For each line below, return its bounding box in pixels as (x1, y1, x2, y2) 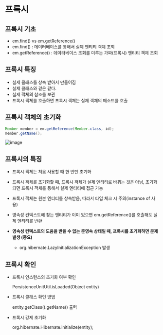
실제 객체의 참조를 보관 (12, 91, 55, 97)
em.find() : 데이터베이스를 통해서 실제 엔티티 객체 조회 (12, 44, 115, 50)
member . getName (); (5, 131, 42, 136)
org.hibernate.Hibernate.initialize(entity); (12, 324, 94, 330)
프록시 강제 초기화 (12, 315, 46, 320)
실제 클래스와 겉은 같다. (12, 85, 57, 91)
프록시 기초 (5, 25, 36, 33)
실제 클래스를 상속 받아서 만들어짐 (12, 79, 76, 85)
